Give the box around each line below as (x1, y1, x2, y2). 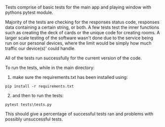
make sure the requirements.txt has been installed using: (12, 74, 128, 80)
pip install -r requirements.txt (5, 84, 74, 89)
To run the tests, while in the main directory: (5, 64, 95, 70)
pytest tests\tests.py (5, 102, 52, 107)
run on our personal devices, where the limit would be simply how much (5, 40, 152, 46)
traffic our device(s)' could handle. (5, 46, 76, 51)
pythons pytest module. (5, 9, 53, 15)
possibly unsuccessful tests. (5, 116, 63, 122)
